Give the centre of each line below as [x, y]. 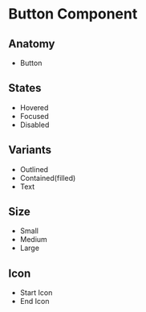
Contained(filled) [48, 178]
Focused [34, 116]
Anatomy [32, 44]
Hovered [34, 107]
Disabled [34, 125]
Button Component [73, 14]
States [25, 88]
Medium [34, 240]
